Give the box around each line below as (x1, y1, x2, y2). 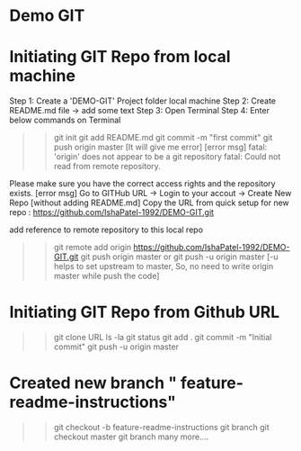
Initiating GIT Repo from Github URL (9, 302, 280, 322)
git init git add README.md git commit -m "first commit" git (53, 132, 273, 143)
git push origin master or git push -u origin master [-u (80, 251, 279, 262)
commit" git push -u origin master (53, 341, 180, 352)
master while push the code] (53, 271, 160, 282)
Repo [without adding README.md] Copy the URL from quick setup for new (9, 197, 289, 208)
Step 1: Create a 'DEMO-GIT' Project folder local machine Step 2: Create (9, 95, 277, 106)
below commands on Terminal (9, 114, 121, 126)
